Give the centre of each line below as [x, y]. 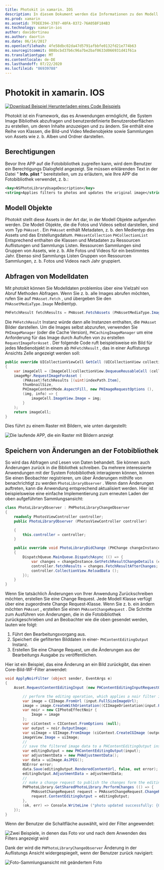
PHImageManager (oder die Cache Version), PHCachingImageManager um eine [79, 332]
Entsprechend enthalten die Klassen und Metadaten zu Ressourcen [73, 240]
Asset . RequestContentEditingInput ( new [54, 687]
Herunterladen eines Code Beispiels [84, 106]
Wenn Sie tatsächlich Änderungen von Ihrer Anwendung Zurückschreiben [79, 594]
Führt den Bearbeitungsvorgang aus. [49, 634]
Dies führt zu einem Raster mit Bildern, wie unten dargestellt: [66, 426]
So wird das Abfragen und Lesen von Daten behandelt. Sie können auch [78, 462]
